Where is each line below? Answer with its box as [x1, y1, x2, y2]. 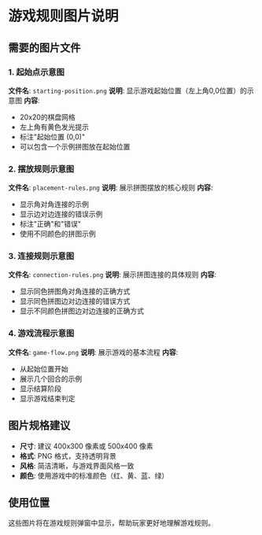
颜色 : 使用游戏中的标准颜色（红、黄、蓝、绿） [19, 470, 169, 480]
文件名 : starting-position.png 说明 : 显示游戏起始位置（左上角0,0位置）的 [8, 86, 248, 95]
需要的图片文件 [8, 41, 81, 54]
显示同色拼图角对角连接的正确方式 [19, 286, 131, 296]
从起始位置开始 [19, 363, 68, 374]
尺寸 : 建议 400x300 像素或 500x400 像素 [19, 441, 153, 451]
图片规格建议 [8, 419, 71, 433]
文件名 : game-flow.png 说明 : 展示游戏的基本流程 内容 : [8, 347, 179, 356]
